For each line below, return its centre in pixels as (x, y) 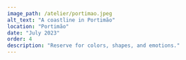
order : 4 (20, 39)
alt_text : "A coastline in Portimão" (61, 20)
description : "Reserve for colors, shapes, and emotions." (94, 46)
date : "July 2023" (33, 33)
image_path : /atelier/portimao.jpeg (60, 13)
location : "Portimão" (38, 26)
